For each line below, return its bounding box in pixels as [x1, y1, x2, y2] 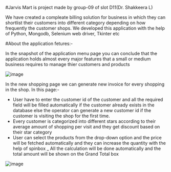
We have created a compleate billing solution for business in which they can [5, 14, 166, 20]
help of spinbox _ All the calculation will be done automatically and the [12, 145, 161, 152]
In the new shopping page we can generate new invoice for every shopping [5, 81, 165, 87]
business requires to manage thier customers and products [5, 61, 130, 67]
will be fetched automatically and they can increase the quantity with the [12, 140, 166, 146]
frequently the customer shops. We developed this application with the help [5, 25, 165, 31]
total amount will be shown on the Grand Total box [12, 151, 119, 157]
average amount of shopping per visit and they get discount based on [12, 124, 160, 130]
